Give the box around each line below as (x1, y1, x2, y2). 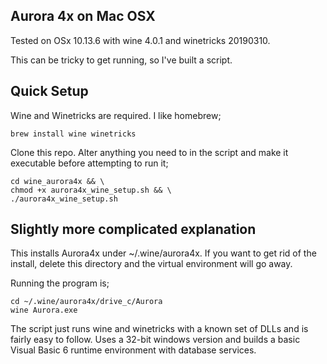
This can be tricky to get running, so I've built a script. (10, 54, 233, 66)
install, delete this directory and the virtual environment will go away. (10, 258, 293, 270)
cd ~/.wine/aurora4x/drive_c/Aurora (10, 297, 163, 307)
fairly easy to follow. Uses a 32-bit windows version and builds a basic (10, 334, 301, 346)
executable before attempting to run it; (10, 157, 169, 169)
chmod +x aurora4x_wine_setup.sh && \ (10, 185, 172, 195)
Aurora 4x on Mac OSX (10, 8, 156, 25)
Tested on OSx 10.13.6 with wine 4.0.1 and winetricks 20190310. (10, 34, 271, 46)
